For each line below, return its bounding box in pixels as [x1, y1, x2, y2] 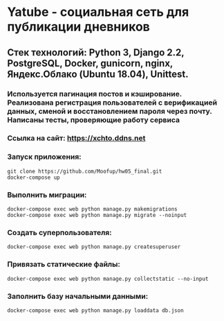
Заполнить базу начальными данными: [7, 291, 149, 301]
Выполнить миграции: [7, 190, 87, 200]
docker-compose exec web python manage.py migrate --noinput [7, 212, 187, 219]
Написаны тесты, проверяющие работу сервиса [7, 115, 180, 125]
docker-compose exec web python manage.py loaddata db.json [7, 306, 185, 314]
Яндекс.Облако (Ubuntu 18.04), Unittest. [7, 68, 189, 80]
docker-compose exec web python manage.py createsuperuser [7, 243, 181, 250]
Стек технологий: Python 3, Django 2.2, [7, 46, 185, 58]
